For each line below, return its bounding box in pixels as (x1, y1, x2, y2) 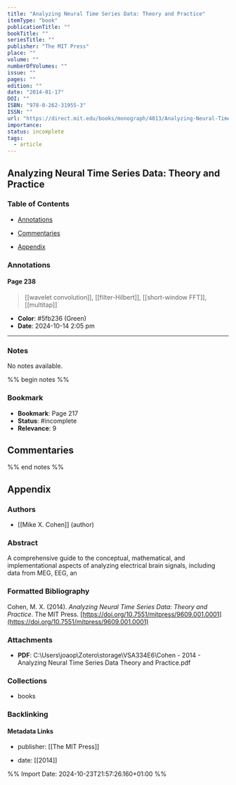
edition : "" (7, 82, 42, 89)
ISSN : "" (7, 108, 33, 115)
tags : (7, 134, 23, 141)
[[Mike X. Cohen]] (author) (17, 521, 95, 529)
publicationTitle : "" (7, 23, 71, 30)
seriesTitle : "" (7, 37, 55, 44)
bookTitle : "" (7, 30, 49, 37)
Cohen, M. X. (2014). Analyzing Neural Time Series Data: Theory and (7, 602, 208, 611)
